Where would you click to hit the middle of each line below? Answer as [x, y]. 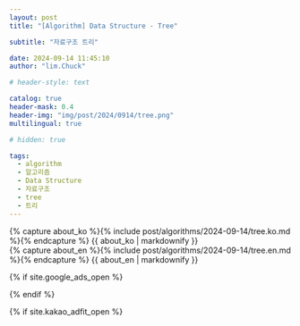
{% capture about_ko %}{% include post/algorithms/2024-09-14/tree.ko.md [150, 231]
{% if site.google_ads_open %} [66, 277]
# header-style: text [50, 83]
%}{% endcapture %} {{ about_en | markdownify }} [104, 259]
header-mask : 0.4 [42, 107]
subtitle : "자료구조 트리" [54, 42]
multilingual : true [46, 123]
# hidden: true [38, 139]
